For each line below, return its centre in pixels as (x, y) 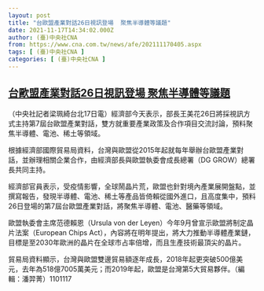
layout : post (29, 15)
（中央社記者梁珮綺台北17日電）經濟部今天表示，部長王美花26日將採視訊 (126, 113)
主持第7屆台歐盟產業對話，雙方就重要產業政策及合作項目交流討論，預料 (130, 123)
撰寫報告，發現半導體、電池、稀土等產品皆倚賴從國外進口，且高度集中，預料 (132, 196)
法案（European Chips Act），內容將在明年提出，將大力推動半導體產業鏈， (135, 232)
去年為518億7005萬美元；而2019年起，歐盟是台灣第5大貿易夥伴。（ (130, 269)
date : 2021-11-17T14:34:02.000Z (61, 30)
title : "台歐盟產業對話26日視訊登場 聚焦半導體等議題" (90, 23)
